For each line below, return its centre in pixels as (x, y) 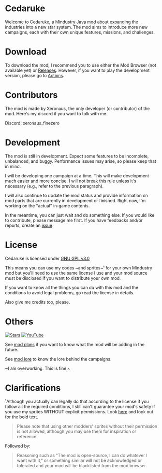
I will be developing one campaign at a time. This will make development (77, 175)
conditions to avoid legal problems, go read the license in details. (70, 292)
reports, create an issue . (29, 225)
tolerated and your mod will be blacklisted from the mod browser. (82, 465)
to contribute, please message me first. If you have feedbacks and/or (74, 220)
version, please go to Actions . (35, 75)
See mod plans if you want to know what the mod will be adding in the (75, 344)
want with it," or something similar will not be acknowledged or (79, 460)
